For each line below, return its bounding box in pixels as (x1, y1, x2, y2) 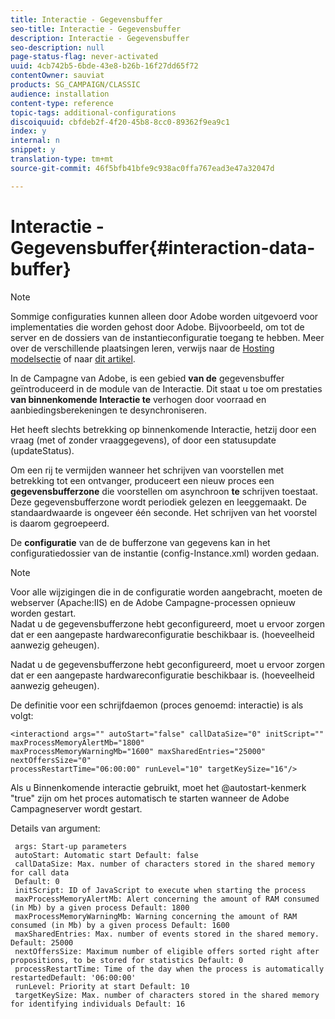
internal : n (10, 136, 60, 146)
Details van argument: (10, 822, 101, 834)
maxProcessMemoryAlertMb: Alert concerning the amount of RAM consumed (14, 894, 320, 904)
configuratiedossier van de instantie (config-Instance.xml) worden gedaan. (10, 547, 320, 559)
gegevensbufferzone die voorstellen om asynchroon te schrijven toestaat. (10, 485, 318, 497)
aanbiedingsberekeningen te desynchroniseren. (10, 404, 207, 416)
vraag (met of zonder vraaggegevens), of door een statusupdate (10, 434, 277, 446)
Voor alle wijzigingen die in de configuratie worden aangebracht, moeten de (10, 586, 323, 598)
